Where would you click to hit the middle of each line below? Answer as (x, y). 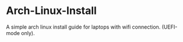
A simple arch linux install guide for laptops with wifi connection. (83, 27)
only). (28, 33)
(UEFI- (170, 27)
